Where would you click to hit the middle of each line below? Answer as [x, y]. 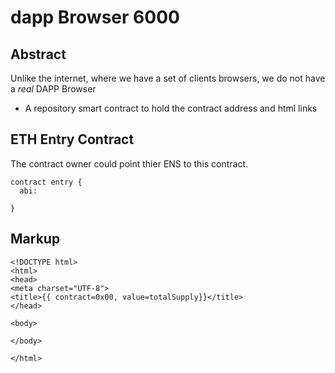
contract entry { [46, 182]
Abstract [38, 54]
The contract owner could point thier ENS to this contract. [129, 163]
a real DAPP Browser [53, 89]
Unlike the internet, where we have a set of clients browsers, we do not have [168, 78]
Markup [35, 239]
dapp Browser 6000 [95, 17]
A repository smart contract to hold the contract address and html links [171, 108]
